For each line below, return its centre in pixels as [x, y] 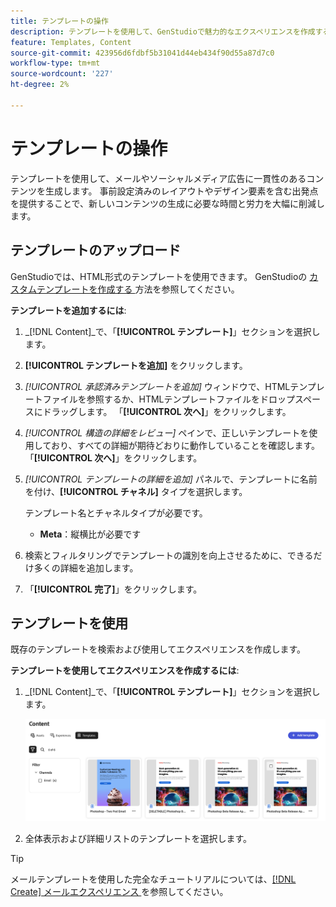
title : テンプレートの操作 [59, 21]
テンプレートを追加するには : [68, 310]
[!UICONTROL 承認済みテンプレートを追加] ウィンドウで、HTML [157, 386]
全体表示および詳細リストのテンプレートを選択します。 [138, 838]
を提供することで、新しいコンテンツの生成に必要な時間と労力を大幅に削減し [168, 203]
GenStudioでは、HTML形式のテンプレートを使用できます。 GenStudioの [159, 276]
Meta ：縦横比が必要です [90, 534]
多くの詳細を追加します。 [86, 567]
